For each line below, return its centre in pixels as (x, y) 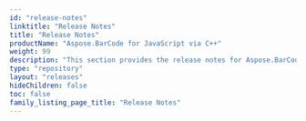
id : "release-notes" (49, 18)
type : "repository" (46, 69)
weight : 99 (30, 52)
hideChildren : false (49, 86)
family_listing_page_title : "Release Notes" (95, 102)
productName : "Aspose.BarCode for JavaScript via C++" (116, 43)
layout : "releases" (46, 77)
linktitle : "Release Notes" (63, 26)
